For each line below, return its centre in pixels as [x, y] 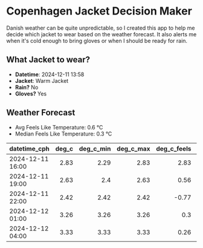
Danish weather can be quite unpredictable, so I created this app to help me [101, 28]
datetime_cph [30, 148]
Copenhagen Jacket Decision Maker [99, 11]
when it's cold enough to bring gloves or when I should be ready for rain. [97, 41]
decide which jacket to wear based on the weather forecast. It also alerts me [101, 34]
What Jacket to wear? [48, 60]
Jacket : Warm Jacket [42, 80]
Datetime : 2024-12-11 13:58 [50, 74]
